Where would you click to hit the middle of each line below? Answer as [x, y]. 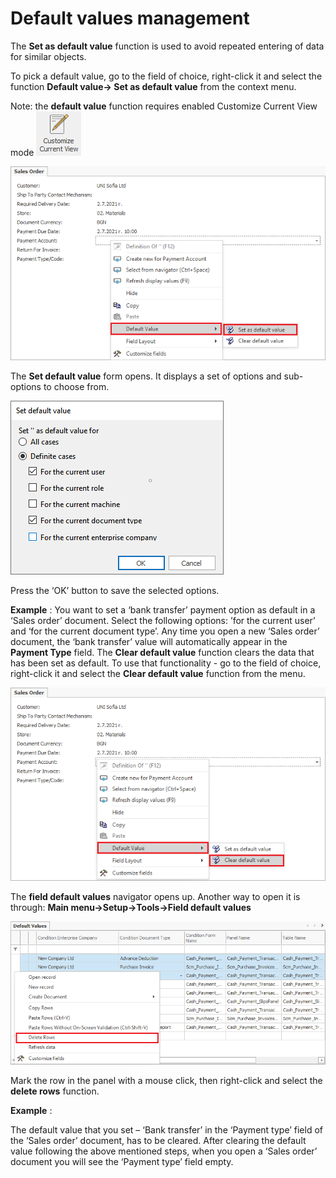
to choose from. [76, 387]
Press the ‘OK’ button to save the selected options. [115, 591]
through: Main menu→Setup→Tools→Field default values [131, 908]
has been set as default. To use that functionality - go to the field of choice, [166, 663]
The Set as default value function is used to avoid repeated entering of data [167, 46]
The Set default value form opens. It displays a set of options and [146, 376]
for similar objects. [48, 56]
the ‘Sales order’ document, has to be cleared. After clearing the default [158, 1141]
